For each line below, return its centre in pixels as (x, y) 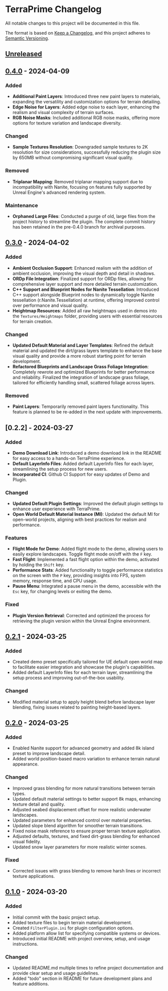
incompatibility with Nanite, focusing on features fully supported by (82, 187)
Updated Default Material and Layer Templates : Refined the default (83, 345)
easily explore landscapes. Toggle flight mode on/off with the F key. (82, 554)
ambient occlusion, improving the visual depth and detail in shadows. (84, 273)
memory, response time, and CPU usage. (55, 581)
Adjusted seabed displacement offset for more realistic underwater (82, 809)
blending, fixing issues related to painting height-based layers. (77, 707)
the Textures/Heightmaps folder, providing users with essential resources (87, 316)
